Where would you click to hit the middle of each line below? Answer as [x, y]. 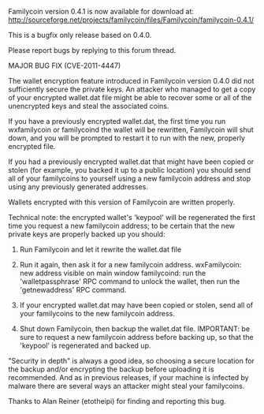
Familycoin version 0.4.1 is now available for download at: [101, 11]
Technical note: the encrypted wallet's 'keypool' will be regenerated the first [132, 217]
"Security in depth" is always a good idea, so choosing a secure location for [131, 361]
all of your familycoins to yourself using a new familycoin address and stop [129, 178]
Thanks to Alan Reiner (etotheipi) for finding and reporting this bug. [117, 401]
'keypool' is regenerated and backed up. [85, 345]
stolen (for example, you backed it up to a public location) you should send [129, 170]
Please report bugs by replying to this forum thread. [92, 50]
